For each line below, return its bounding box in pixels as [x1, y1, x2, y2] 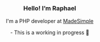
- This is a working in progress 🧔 [10, 29, 89, 36]
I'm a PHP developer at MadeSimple [5, 18, 94, 25]
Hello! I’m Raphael [23, 4, 76, 12]
